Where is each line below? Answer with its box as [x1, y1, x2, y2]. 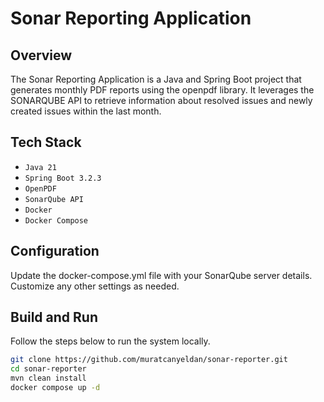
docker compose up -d [10, 383, 101, 393]
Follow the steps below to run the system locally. [10, 335, 211, 347]
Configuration [10, 243, 100, 260]
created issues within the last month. [10, 105, 162, 117]
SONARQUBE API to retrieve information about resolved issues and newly [10, 95, 313, 106]
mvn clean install [10, 373, 87, 384]
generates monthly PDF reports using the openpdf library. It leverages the [10, 84, 315, 96]
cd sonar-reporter [10, 364, 87, 374]
